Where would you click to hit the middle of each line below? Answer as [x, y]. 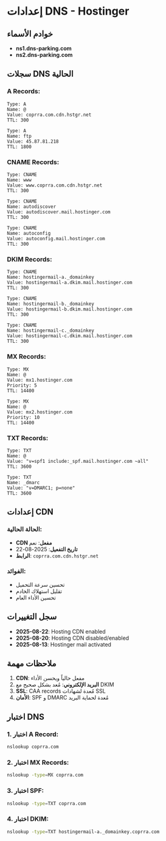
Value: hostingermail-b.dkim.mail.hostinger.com [70, 309]
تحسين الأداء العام [36, 597]
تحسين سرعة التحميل [40, 584]
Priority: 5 [22, 385]
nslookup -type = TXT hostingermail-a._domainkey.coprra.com [83, 832]
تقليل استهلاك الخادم [39, 591]
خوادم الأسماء [30, 34]
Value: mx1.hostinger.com [40, 380]
